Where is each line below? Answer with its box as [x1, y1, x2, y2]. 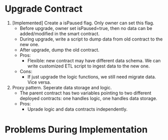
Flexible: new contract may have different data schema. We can [27, 57, 161, 63]
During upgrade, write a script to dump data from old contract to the [19, 36, 163, 42]
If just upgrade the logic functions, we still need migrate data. [27, 74, 156, 80]
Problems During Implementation [5, 124, 148, 135]
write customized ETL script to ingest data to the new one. [27, 63, 150, 69]
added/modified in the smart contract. [19, 30, 100, 37]
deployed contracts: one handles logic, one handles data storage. [19, 95, 157, 101]
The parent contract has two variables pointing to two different [19, 90, 152, 96]
